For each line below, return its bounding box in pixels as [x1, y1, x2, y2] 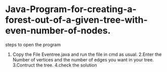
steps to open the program [5, 41, 61, 47]
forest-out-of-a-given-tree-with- [5, 14, 148, 26]
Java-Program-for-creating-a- [5, 4, 137, 15]
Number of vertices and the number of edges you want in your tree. [12, 56, 154, 62]
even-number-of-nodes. [5, 25, 111, 36]
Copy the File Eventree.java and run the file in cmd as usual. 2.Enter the [12, 51, 162, 57]
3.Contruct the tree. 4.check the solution [12, 62, 97, 68]
